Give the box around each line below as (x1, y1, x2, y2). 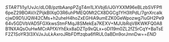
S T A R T (5, 5, 20, 10)
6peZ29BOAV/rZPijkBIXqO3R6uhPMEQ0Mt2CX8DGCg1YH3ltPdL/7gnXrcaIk (5, 10, 163, 16)
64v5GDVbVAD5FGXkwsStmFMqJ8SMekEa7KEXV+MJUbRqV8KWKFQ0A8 (5, 20, 163, 26)
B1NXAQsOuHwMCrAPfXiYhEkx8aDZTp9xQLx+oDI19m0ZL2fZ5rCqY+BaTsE (5, 26, 163, 32)
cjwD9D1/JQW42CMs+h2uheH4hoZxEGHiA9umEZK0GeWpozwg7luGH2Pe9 (5, 15, 164, 21)
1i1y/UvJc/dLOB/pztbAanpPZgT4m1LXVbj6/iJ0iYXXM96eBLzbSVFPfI (19, 5, 162, 10)
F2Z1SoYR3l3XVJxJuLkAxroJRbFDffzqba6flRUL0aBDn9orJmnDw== (5, 31, 147, 37)
